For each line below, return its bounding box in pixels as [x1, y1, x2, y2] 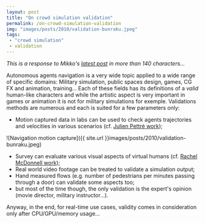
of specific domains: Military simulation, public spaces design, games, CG [6, 78, 192, 86]
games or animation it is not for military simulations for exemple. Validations [6, 97, 196, 104]
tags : [6, 32, 20, 38]
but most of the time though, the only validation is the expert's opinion [15, 185, 192, 192]
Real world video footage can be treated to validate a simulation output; [15, 166, 195, 173]
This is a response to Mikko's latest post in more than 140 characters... [6, 59, 185, 67]
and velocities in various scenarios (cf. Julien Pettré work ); [15, 122, 163, 130]
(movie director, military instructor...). [15, 191, 109, 199]
